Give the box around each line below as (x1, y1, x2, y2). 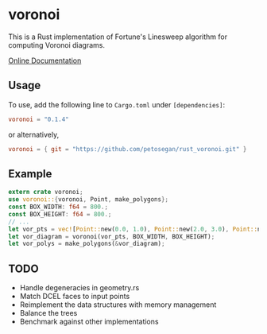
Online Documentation (8, 56, 82, 65)
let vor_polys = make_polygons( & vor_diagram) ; (8, 240, 165, 248)
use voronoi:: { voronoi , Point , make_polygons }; (8, 196, 169, 204)
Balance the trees (19, 309, 78, 318)
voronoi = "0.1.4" (8, 115, 69, 123)
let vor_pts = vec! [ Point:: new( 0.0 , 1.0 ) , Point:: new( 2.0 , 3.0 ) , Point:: (8, 225, 258, 233)
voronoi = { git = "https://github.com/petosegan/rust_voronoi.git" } (8, 145, 247, 153)
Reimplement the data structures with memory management (19, 300, 217, 309)
